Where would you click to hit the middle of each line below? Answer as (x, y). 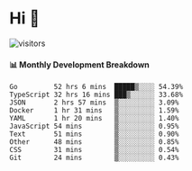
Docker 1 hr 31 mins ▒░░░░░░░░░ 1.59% (94, 111)
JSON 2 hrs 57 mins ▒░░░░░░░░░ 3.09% (94, 103)
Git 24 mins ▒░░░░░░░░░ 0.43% (94, 158)
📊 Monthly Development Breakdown (80, 64)
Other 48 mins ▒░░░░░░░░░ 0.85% (94, 142)
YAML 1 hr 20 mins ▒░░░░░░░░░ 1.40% (94, 119)
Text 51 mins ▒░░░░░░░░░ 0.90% (94, 134)
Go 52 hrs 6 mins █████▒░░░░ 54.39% (96, 87)
